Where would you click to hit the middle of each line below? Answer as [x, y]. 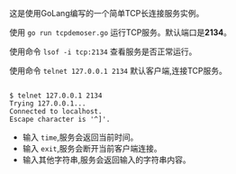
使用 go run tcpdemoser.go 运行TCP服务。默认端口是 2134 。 [121, 32]
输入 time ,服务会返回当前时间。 [80, 137]
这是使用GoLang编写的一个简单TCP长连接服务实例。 [107, 13]
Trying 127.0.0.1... [48, 104]
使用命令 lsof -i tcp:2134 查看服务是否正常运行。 [103, 51]
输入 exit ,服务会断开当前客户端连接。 [92, 148]
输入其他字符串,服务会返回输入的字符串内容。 [106, 160]
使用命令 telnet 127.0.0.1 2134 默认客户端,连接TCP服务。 [118, 71]
